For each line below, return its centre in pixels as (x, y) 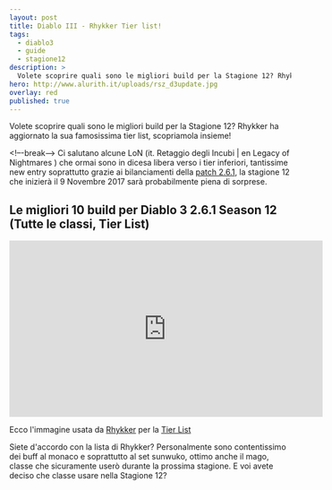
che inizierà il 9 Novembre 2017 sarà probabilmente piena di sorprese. (138, 182)
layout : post (34, 17)
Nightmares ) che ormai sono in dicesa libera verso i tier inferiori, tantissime (149, 163)
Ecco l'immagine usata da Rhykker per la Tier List (100, 430)
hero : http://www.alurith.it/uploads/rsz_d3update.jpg (114, 84)
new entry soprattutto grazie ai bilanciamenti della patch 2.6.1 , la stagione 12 (150, 172)
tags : (19, 34)
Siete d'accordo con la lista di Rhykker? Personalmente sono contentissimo (148, 447)
